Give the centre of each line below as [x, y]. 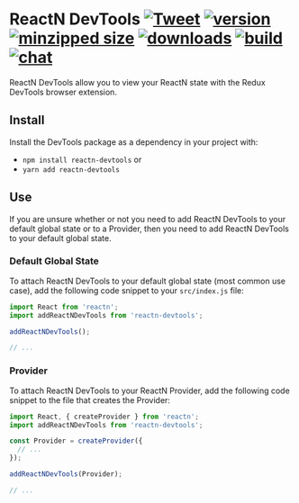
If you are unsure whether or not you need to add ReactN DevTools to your [148, 219]
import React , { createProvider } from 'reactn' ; [104, 417]
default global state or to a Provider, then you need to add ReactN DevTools [149, 229]
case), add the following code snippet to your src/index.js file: [127, 290]
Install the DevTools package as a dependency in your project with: [134, 142]
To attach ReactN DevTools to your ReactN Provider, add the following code [149, 391]
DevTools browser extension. [63, 92]
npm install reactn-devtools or [82, 159]
